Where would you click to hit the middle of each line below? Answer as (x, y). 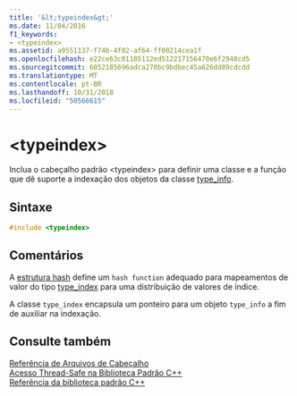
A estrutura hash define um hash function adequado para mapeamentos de (149, 277)
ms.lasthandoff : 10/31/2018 (62, 92)
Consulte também (60, 342)
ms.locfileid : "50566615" (57, 101)
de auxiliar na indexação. (55, 313)
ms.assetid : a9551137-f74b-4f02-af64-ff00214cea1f (106, 51)
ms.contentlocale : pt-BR (55, 84)
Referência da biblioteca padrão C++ (77, 382)
